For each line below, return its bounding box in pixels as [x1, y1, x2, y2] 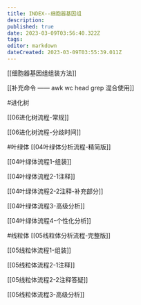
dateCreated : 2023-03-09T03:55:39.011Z [7, 49, 122, 56]
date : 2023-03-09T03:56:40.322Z [7, 29, 100, 37]
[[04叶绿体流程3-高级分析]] [7, 201, 85, 210]
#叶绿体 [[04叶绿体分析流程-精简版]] [7, 142, 111, 151]
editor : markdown [7, 42, 57, 49]
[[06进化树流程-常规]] [7, 113, 69, 122]
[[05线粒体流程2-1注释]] [7, 261, 75, 269]
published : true [7, 23, 54, 30]
